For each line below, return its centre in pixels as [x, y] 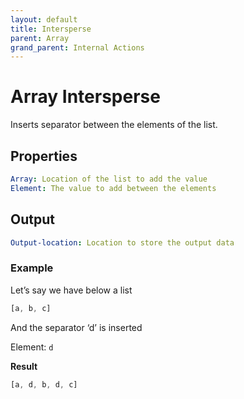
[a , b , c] [31, 308]
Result [24, 366]
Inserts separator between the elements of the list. [114, 125]
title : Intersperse [51, 29]
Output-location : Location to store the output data [122, 242]
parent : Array [40, 38]
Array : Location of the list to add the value [109, 179]
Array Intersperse [85, 97]
